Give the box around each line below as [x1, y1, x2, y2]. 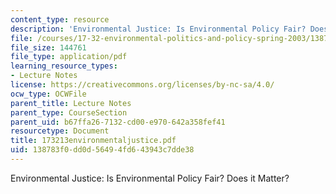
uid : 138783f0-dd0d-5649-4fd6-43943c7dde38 [10, 145, 195, 155]
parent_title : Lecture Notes [10, 98, 132, 108]
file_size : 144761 [10, 42, 87, 53]
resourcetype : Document [10, 126, 110, 136]
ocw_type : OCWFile [10, 89, 87, 99]
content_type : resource [10, 14, 110, 25]
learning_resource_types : [10, 61, 118, 71]
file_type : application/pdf [10, 52, 128, 62]
